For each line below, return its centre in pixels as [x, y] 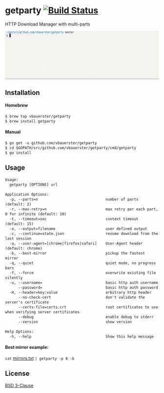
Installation [22, 93]
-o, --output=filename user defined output [78, 229]
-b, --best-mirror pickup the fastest [77, 253]
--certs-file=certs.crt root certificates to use [88, 307]
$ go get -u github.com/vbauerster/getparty [51, 143]
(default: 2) [18, 204]
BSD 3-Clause [19, 385]
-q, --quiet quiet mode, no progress [83, 263]
